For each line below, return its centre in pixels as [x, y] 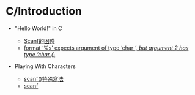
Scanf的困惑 [39, 40]
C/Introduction [44, 11]
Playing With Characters [45, 66]
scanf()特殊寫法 [43, 78]
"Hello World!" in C [38, 28]
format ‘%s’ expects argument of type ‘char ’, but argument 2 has [106, 48]
